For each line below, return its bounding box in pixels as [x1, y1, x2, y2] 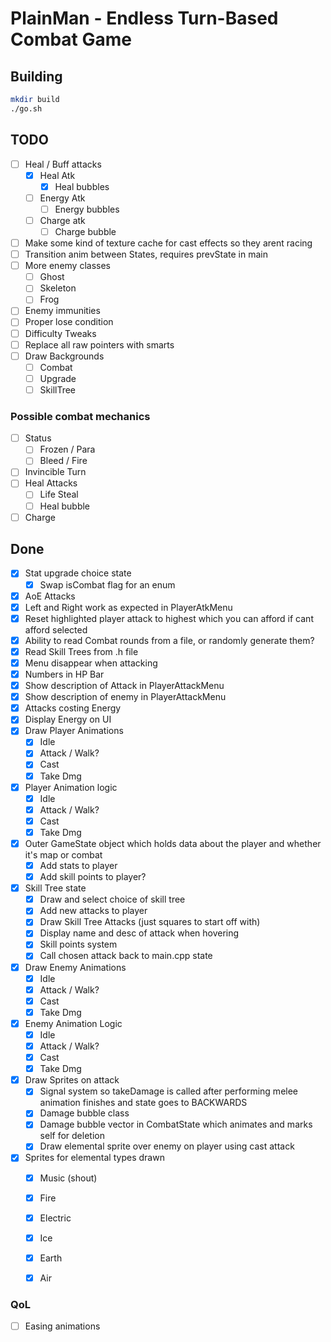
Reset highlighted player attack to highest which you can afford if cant [24, 612, 314, 624]
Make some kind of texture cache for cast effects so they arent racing [24, 237, 313, 249]
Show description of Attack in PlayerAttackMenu [24, 680, 225, 692]
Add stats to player [39, 859, 118, 871]
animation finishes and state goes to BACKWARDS [39, 1097, 248, 1109]
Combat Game [10, 28, 133, 51]
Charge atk [39, 214, 86, 226]
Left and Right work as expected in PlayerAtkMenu [24, 601, 233, 613]
